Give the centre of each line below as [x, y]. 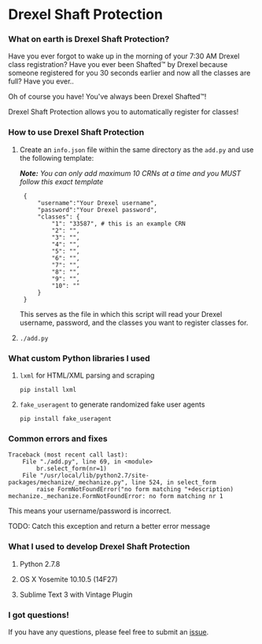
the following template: [57, 158]
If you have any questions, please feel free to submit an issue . [109, 631]
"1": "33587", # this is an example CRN [119, 223]
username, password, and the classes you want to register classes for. [134, 322]
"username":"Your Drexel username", [97, 203]
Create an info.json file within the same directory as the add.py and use [137, 149]
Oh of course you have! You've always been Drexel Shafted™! [107, 97]
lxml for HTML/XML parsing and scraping [87, 375]
